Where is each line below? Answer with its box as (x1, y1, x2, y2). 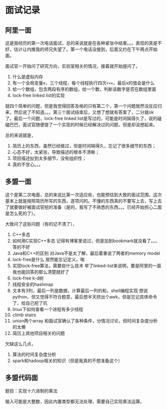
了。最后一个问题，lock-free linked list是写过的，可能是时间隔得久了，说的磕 (5, 116, 162, 121)
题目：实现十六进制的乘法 (5, 388, 58, 394)
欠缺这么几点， (5, 341, 36, 347)
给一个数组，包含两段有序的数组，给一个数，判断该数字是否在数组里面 (12, 86, 157, 92)
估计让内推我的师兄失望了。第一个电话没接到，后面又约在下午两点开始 (13, 46, 158, 52)
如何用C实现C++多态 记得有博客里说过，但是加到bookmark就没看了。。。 (12, 238, 160, 244)
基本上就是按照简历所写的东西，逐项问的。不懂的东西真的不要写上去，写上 (5, 198, 158, 204)
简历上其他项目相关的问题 (12, 330, 65, 336)
